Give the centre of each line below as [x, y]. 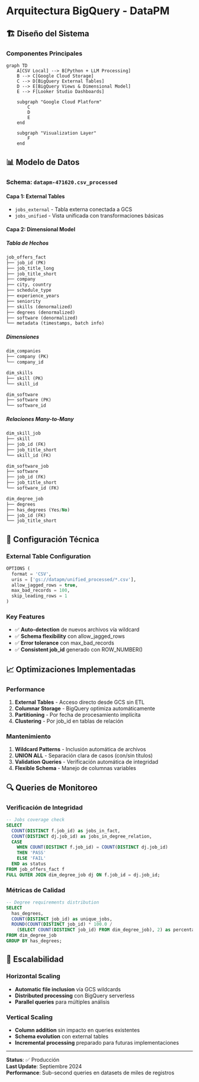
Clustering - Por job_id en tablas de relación [69, 721]
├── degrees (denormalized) [41, 312]
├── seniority [24, 301]
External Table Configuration [49, 556]
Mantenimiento [29, 736]
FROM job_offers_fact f [36, 869]
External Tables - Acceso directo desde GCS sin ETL [80, 702]
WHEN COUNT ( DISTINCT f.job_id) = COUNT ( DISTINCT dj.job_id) [92, 847]
